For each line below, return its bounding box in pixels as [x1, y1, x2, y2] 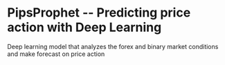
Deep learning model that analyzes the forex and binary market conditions [7, 42, 219, 50]
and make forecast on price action [7, 50, 105, 58]
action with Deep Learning [7, 19, 162, 35]
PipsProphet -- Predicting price [7, 5, 191, 21]
